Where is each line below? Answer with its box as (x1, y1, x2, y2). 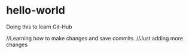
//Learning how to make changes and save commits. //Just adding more (6, 34, 184, 42)
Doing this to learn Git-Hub (6, 23, 73, 30)
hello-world (6, 4, 66, 17)
